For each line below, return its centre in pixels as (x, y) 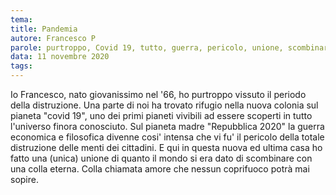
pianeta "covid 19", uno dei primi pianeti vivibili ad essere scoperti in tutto (161, 115)
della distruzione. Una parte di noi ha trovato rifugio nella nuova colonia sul (164, 105)
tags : (21, 66)
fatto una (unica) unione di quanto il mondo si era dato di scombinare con (161, 158)
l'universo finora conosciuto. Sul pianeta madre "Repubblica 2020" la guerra (167, 126)
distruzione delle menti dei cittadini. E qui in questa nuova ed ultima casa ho (166, 147)
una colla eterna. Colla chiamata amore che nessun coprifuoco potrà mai (160, 169)
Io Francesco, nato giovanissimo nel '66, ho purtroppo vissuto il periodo (158, 94)
